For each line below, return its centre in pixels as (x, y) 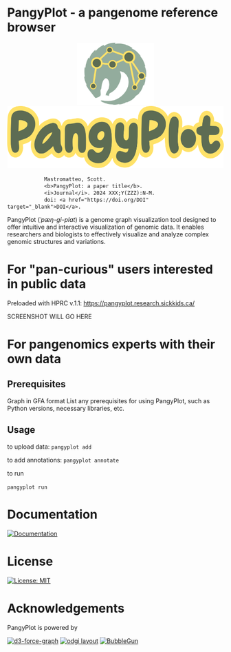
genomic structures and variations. (56, 241)
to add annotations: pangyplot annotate (63, 460)
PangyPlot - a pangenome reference (113, 13)
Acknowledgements (66, 608)
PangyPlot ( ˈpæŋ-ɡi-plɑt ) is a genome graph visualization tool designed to (112, 219)
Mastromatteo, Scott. (75, 179)
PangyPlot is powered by (42, 627)
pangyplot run (27, 487)
